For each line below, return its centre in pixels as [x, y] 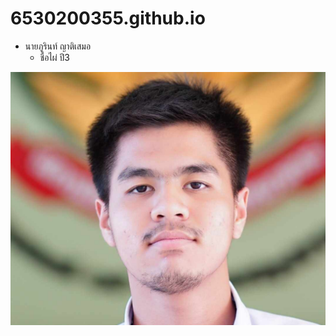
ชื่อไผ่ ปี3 [54, 57]
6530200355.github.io [108, 18]
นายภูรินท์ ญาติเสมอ [58, 46]
